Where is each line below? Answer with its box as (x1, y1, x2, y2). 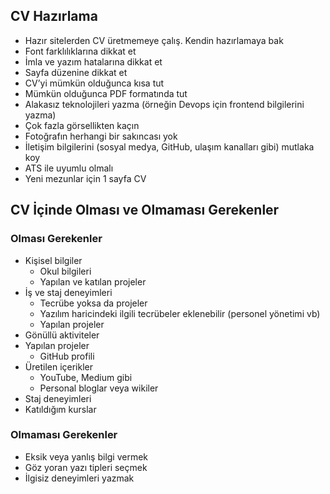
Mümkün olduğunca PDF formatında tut (24, 87, 188, 99)
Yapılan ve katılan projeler (39, 275, 147, 288)
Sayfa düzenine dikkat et (24, 66, 128, 78)
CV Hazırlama (10, 8, 98, 25)
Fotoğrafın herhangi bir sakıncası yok (24, 130, 178, 142)
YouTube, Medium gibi (39, 371, 133, 383)
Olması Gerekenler (10, 232, 103, 246)
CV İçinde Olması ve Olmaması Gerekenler (10, 202, 280, 219)
